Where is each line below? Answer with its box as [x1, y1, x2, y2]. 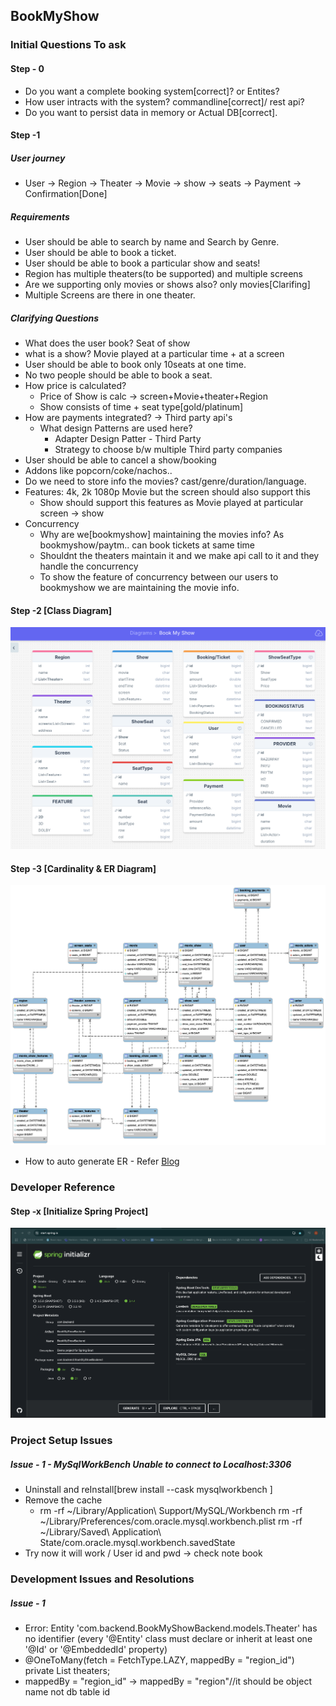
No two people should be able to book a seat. [24, 369, 213, 381]
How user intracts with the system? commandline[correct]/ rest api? [24, 95, 305, 108]
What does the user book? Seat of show [24, 337, 191, 349]
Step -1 [10, 129, 41, 141]
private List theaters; [24, 1665, 111, 1677]
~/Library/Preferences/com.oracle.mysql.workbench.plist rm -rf [39, 1515, 303, 1528]
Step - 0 [10, 62, 45, 74]
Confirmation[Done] [24, 188, 108, 200]
